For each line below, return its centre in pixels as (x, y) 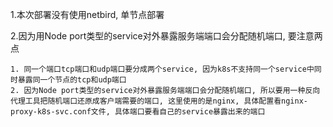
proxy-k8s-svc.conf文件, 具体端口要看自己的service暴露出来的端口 (138, 112)
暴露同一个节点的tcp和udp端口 (72, 80)
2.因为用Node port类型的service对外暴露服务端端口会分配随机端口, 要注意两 (166, 36)
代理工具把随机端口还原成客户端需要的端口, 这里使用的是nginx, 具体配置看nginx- (159, 101)
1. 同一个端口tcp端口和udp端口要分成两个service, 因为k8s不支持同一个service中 (162, 69)
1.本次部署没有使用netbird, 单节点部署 (87, 14)
